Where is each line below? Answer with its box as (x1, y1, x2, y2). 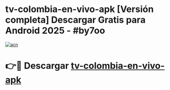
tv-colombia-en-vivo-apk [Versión (5, 4, 154, 15)
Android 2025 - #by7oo (5, 25, 105, 36)
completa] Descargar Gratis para (5, 14, 146, 26)
